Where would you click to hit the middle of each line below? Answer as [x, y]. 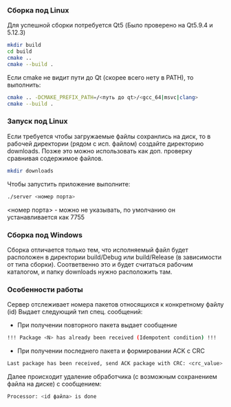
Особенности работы [45, 289]
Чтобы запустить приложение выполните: [69, 184]
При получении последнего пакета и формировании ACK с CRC [111, 351]
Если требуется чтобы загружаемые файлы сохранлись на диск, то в [109, 136]
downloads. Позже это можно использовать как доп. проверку [100, 151]
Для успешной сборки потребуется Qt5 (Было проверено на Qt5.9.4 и [110, 25]
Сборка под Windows [45, 234]
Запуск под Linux [37, 121]
